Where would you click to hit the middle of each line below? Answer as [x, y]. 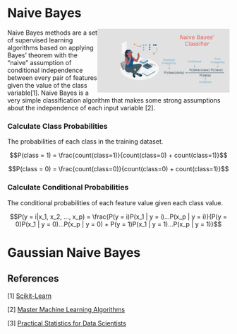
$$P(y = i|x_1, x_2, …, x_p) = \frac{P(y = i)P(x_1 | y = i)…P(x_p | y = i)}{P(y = [119, 217]
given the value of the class [47, 85]
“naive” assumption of [39, 62]
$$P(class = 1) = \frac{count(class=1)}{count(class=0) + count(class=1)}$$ [119, 155]
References [33, 278]
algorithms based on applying [50, 47]
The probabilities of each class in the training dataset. [85, 142]
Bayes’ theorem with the [43, 55]
